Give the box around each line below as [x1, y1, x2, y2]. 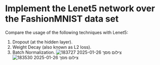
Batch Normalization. [12, 49, 55, 55]
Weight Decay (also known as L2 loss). [12, 44, 91, 50]
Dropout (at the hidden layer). [12, 39, 73, 44]
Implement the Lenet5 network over [5, 3, 156, 14]
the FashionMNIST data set [5, 13, 119, 24]
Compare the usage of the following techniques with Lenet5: [5, 29, 128, 35]
